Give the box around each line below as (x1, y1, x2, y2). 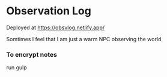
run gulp (6, 64, 27, 71)
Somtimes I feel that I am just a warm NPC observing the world (6, 35, 162, 42)
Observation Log (6, 4, 91, 18)
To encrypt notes (6, 50, 58, 58)
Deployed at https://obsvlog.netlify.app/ (6, 24, 105, 31)
